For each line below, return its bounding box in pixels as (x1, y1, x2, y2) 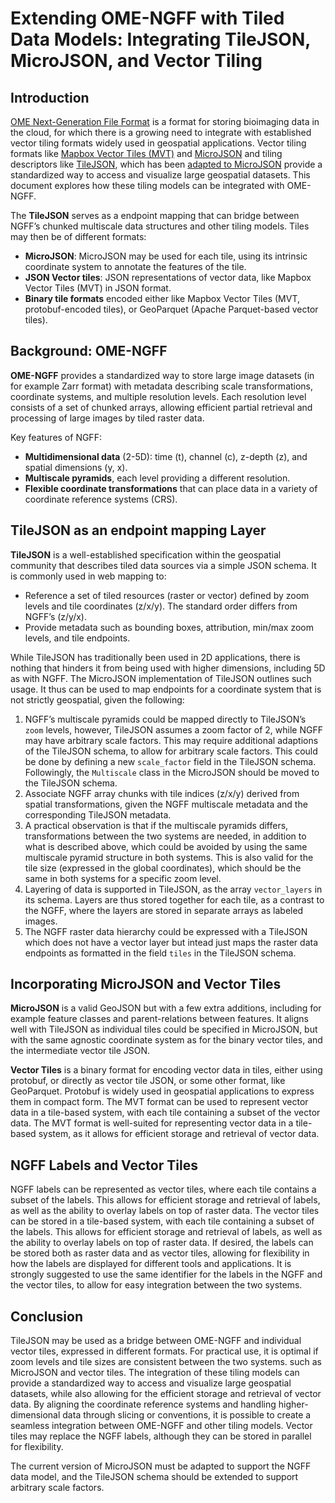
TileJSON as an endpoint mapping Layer (10, 522, 267, 539)
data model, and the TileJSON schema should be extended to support (10, 1471, 299, 1483)
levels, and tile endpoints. (24, 632, 131, 644)
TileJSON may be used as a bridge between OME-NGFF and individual (10, 1335, 302, 1347)
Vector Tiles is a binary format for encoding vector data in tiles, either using (10, 1064, 323, 1076)
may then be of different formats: (10, 231, 147, 242)
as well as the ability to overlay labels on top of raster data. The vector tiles (10, 1205, 320, 1217)
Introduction (10, 89, 90, 106)
